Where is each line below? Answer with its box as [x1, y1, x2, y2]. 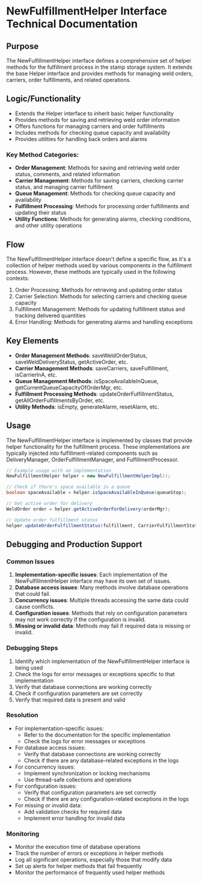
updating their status [14, 209, 67, 217]
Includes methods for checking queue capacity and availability [14, 128, 170, 136]
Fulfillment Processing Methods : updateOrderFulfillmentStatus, [14, 390, 174, 398]
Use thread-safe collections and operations [23, 776, 132, 783]
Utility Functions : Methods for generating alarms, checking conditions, [14, 215, 191, 223]
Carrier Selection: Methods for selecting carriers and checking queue [14, 293, 188, 300]
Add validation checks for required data [23, 808, 122, 815]
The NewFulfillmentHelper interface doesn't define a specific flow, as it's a [6, 255, 191, 262]
